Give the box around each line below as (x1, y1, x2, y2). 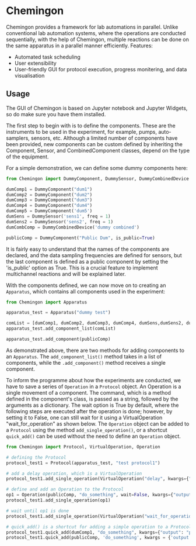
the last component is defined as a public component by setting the (6, 258, 168, 265)
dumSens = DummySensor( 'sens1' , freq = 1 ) (6, 213, 111, 219)
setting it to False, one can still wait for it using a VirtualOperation (6, 414, 163, 421)
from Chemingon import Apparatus (6, 299, 87, 305)
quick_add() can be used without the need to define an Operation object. (6, 433, 181, 440)
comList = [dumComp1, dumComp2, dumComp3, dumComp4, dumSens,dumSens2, (6, 320, 184, 326)
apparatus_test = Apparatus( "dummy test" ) (6, 310, 111, 316)
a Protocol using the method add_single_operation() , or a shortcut (6, 426, 167, 433)
